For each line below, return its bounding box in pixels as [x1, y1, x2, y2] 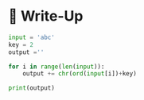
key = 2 [8, 40, 34, 48]
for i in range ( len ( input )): [8, 63, 105, 71]
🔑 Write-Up [8, 7, 84, 25]
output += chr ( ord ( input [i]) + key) [22, 70, 137, 78]
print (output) [8, 84, 56, 92]
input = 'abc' [8, 33, 56, 41]
